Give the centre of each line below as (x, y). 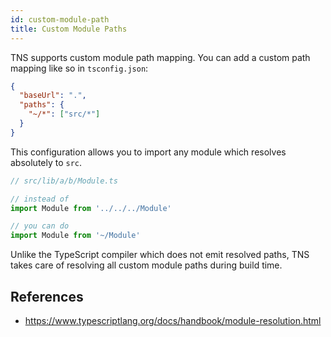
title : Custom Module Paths (69, 29)
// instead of (40, 199)
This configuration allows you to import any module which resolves (148, 152)
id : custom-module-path (60, 19)
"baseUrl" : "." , (53, 96)
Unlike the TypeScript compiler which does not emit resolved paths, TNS (160, 255)
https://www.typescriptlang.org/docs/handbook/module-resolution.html (173, 320)
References (47, 296)
